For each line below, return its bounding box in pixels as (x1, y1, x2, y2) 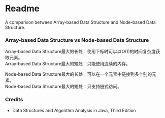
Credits (5, 96, 23, 103)
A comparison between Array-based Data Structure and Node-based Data (5, 19, 156, 25)
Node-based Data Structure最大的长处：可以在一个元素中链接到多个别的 (5, 71, 152, 77)
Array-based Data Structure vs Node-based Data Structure (5, 36, 149, 43)
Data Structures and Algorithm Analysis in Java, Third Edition (12, 107, 136, 113)
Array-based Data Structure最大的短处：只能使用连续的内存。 (5, 61, 131, 67)
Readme (5, 3, 40, 14)
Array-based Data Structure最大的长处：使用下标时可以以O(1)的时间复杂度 (5, 49, 156, 55)
